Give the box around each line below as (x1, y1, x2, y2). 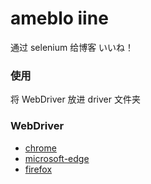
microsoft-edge (24, 152, 90, 164)
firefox (24, 163, 53, 175)
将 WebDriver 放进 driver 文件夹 (10, 93, 141, 106)
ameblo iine (10, 7, 109, 30)
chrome (24, 142, 57, 154)
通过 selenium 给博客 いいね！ (10, 41, 135, 53)
